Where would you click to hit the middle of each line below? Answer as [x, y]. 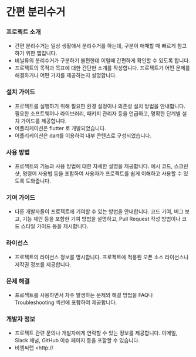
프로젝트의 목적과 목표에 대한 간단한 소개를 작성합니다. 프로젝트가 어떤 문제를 [102, 68]
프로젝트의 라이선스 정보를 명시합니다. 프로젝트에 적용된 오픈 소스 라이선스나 [102, 257]
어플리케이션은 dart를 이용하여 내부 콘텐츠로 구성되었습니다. [83, 135]
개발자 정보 [21, 319]
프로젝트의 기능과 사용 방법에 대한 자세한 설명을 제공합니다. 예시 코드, [94, 166]
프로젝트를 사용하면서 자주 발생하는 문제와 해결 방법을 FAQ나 [84, 295]
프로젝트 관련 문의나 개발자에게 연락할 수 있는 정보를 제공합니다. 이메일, [96, 333]
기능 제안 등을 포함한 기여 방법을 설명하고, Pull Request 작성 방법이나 [102, 219]
